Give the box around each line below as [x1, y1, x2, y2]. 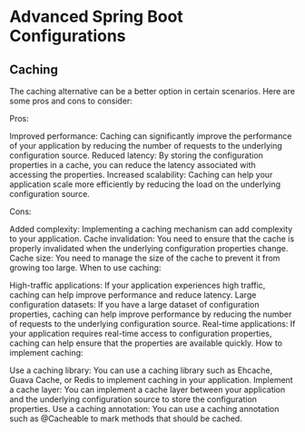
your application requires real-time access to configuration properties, [9, 329, 272, 339]
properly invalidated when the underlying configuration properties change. [9, 243, 289, 253]
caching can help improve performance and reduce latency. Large [9, 290, 257, 300]
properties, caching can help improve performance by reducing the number [9, 309, 292, 319]
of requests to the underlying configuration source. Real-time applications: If [9, 319, 296, 329]
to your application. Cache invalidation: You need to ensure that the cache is [9, 233, 295, 244]
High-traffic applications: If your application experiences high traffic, [9, 280, 266, 290]
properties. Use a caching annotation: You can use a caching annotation [9, 404, 280, 414]
